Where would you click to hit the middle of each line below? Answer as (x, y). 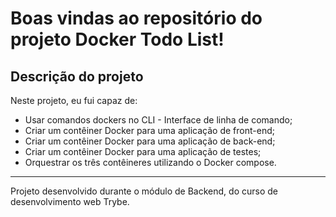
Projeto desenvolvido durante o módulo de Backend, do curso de (144, 191)
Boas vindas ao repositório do (136, 18)
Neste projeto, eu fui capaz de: (74, 100)
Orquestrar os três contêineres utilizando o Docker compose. (150, 162)
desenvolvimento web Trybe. (70, 201)
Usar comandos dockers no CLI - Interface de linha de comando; (158, 120)
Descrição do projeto (77, 76)
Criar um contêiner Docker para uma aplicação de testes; (143, 151)
